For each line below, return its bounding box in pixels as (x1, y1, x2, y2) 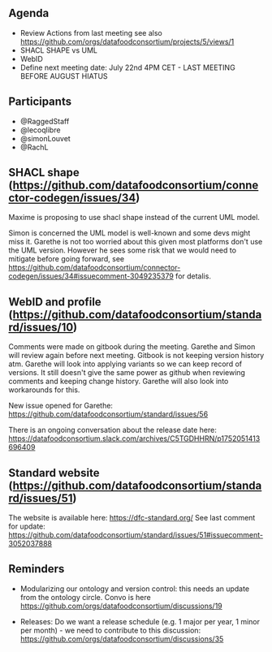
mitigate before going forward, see (8, 254, 124, 264)
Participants (8, 95, 71, 109)
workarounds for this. (8, 385, 80, 395)
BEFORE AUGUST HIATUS (19, 71, 108, 80)
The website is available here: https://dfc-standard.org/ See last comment (8, 513, 256, 523)
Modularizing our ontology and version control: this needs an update (19, 584, 250, 594)
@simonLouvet (19, 133, 71, 143)
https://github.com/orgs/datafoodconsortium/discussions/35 (19, 633, 224, 644)
